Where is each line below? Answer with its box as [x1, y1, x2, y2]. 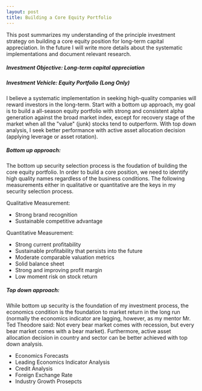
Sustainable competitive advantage [14, 217, 103, 224]
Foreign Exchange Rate [14, 371, 73, 378]
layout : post [6, 8, 39, 15]
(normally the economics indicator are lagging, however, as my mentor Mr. [6, 314, 191, 322]
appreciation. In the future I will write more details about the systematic [6, 43, 183, 51]
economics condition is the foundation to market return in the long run [6, 308, 180, 316]
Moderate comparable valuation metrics [14, 253, 115, 261]
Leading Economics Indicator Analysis [14, 358, 110, 366]
